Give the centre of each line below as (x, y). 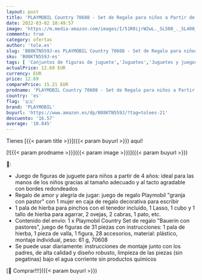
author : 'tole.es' (29, 46)
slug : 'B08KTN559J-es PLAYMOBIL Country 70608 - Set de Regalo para (94, 51)
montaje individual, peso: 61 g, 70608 (61, 240)
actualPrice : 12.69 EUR (36, 68)
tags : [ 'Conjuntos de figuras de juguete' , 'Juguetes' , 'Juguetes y (93, 62)
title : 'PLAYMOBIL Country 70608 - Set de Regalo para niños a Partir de (101, 17)
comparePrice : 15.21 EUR (37, 85)
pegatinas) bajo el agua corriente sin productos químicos (86, 259)
